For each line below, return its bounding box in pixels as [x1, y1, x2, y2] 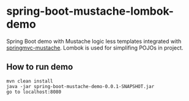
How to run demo [6, 62, 73, 72]
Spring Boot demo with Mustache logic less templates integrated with [6, 37, 182, 45]
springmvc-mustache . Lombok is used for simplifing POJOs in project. [6, 44, 183, 51]
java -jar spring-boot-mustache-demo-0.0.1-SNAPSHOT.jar [6, 83, 155, 89]
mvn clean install [6, 78, 53, 84]
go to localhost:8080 [6, 89, 62, 95]
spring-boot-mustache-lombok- [6, 4, 174, 18]
